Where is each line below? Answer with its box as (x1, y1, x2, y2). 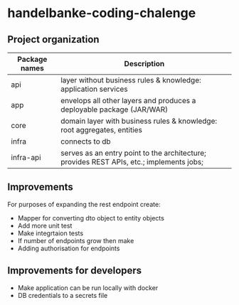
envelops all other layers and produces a (60, 96, 196, 105)
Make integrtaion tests (17, 229, 84, 237)
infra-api (11, 153, 41, 162)
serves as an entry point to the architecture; (60, 148, 206, 158)
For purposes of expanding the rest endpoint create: (7, 200, 161, 208)
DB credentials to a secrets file (17, 291, 108, 299)
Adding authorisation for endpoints (17, 244, 120, 252)
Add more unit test (17, 221, 73, 230)
